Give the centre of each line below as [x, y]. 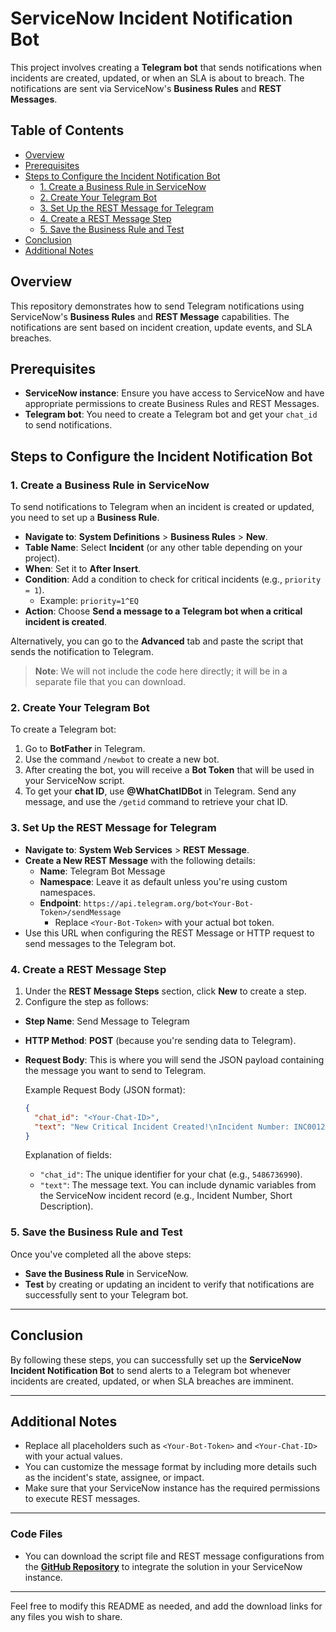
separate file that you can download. [110, 682]
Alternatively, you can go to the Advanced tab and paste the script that [157, 641]
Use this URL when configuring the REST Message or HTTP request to [169, 933]
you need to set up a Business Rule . [85, 518]
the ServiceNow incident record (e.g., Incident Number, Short [166, 1196]
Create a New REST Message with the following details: [140, 860]
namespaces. [67, 892]
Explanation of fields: [68, 1155]
